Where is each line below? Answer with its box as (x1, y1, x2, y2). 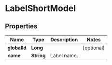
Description (50, 37, 78, 43)
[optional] (83, 44, 105, 51)
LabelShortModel (5, 3, 76, 14)
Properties (5, 22, 38, 30)
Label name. (50, 52, 78, 59)
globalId (7, 44, 27, 51)
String (31, 52, 46, 59)
